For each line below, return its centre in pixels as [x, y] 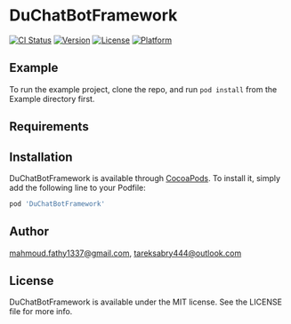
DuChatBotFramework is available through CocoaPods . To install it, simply [145, 178]
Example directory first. [52, 99]
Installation [41, 157]
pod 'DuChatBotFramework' [57, 204]
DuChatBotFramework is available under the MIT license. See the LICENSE [146, 302]
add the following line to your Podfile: [78, 187]
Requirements [49, 126]
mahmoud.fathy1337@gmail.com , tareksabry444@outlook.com [125, 253]
